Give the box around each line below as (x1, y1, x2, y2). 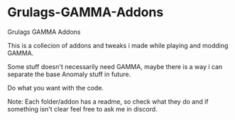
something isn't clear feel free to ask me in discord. (7, 104, 158, 113)
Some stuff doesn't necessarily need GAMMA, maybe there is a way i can (7, 62, 223, 71)
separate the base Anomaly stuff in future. (7, 70, 131, 78)
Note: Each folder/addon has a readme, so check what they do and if (7, 97, 209, 106)
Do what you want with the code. (7, 83, 104, 92)
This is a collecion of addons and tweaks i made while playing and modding (7, 41, 229, 49)
